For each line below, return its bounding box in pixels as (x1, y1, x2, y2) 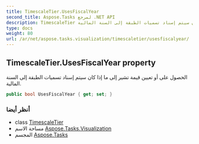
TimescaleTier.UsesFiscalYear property (6, 58, 156, 68)
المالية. (6, 80, 22, 87)
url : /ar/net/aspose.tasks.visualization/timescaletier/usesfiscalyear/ (6, 36, 190, 42)
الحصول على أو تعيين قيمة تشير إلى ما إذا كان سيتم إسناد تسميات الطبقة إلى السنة (6, 73, 188, 80)
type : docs (6, 25, 33, 31)
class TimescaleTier (14, 119, 64, 126)
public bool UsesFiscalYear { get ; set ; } (6, 91, 113, 97)
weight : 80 (6, 31, 33, 37)
